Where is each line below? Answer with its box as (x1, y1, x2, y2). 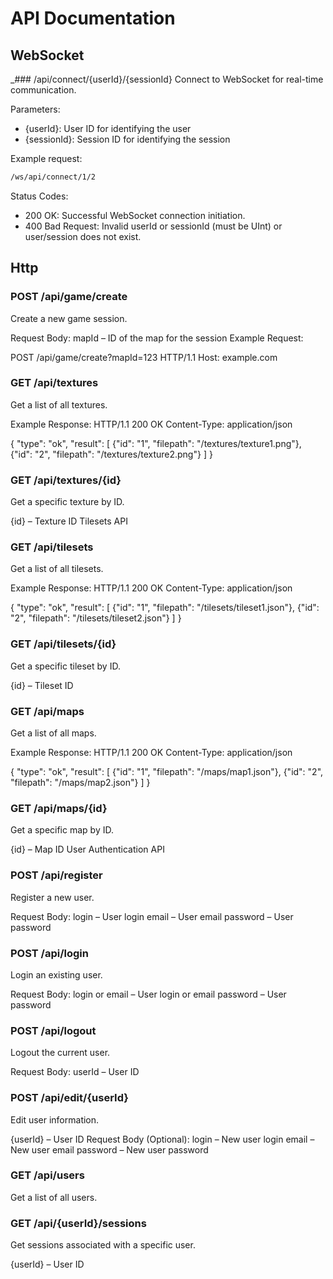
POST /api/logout (10, 1023, 97, 1037)
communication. (10, 84, 77, 96)
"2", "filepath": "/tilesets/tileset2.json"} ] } (10, 612, 182, 624)
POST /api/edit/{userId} (10, 1091, 129, 1105)
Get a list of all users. (10, 1191, 98, 1203)
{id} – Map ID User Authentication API (10, 843, 165, 856)
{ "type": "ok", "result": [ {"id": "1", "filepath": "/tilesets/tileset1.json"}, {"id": (10, 602, 320, 614)
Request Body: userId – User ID (10, 1066, 140, 1078)
